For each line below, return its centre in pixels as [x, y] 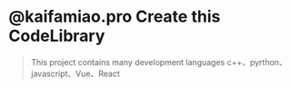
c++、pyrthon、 [257, 62]
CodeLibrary [57, 36]
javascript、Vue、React [75, 73]
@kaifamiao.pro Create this [115, 17]
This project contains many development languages [128, 62]
